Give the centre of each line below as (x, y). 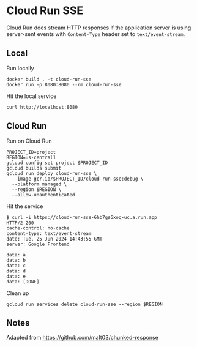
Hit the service (25, 206)
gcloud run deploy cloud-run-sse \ (52, 173)
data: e (16, 276)
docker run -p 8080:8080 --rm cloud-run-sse (64, 84)
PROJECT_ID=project (31, 152)
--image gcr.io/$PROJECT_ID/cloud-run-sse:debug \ (78, 179)
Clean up (18, 293)
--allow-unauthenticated (43, 195)
